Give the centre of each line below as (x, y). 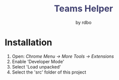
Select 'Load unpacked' (36, 67)
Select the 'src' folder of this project (49, 72)
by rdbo (83, 22)
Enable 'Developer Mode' (38, 61)
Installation (28, 42)
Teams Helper (83, 9)
